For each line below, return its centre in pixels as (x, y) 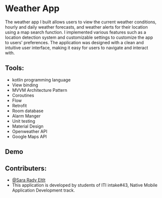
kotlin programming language (41, 80)
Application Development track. (43, 190)
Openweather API (29, 131)
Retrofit (19, 105)
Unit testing (23, 121)
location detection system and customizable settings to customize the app (79, 37)
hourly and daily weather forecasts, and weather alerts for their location (76, 27)
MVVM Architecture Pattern (40, 90)
